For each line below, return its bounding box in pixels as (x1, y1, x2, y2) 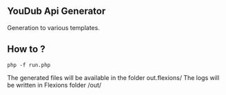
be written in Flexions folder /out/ (7, 81, 102, 89)
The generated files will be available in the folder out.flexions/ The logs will (7, 73, 220, 81)
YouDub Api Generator (7, 5, 106, 17)
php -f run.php (7, 62, 51, 68)
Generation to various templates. (7, 23, 100, 31)
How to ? (7, 44, 46, 55)
